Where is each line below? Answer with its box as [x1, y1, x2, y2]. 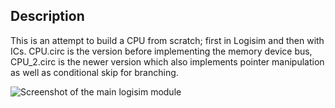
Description [10, 8, 85, 25]
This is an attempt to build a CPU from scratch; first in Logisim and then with [10, 34, 325, 46]
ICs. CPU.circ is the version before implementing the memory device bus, [10, 45, 313, 57]
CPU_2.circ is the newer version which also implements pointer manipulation [10, 55, 325, 68]
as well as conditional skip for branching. [10, 66, 179, 78]
